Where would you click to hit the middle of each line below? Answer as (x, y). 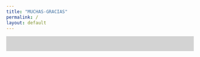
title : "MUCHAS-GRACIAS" (37, 12)
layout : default (26, 23)
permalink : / (22, 17)
